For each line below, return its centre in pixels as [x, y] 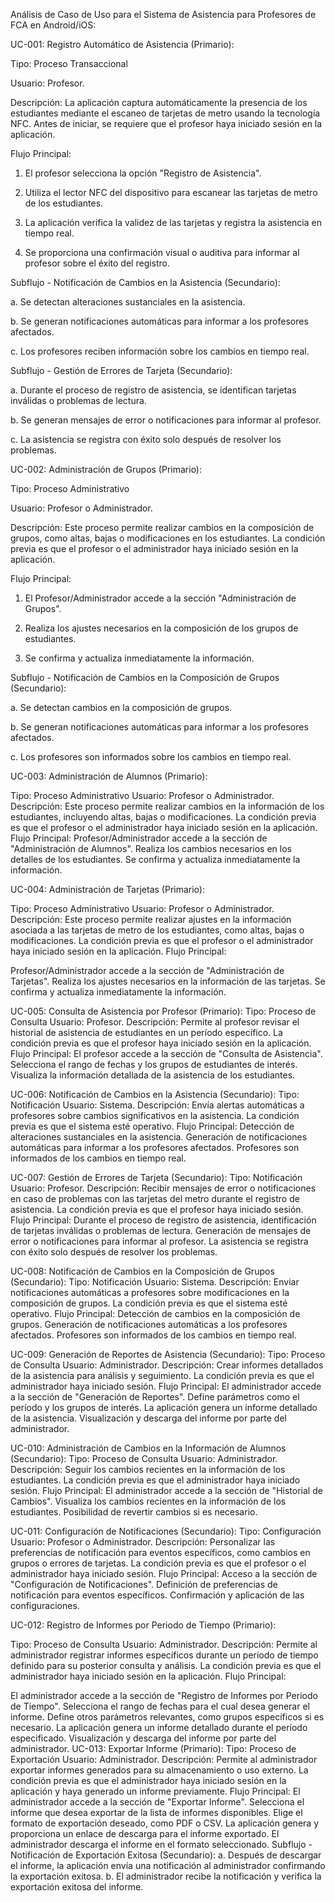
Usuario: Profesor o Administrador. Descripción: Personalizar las [143, 1542]
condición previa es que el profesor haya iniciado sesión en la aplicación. [161, 1043]
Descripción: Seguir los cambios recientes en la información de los [148, 1469]
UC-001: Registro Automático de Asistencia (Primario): [122, 44]
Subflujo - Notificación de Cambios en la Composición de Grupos [145, 677]
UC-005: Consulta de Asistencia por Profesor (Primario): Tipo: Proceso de [163, 1011]
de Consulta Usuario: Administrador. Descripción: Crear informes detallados [167, 1365]
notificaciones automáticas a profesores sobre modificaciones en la [150, 1292]
